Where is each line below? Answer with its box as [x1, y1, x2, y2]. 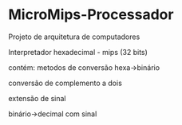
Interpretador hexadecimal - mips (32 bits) [8, 47, 148, 57]
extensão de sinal [8, 93, 66, 103]
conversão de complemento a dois [8, 78, 122, 88]
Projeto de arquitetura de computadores [8, 32, 140, 41]
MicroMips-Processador [8, 6, 174, 24]
